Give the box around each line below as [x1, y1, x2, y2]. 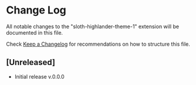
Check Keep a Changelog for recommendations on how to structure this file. [6, 40, 191, 47]
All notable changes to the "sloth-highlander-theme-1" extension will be [6, 23, 180, 30]
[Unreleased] [6, 57, 56, 67]
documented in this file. [6, 29, 63, 36]
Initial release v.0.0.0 [14, 73, 65, 80]
